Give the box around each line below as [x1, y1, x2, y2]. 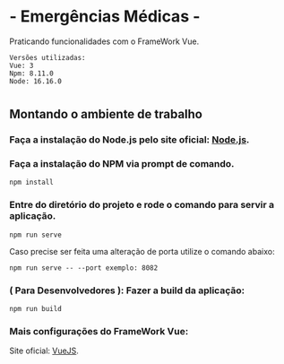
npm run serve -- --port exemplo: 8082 [9, 263, 159, 273]
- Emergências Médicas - [9, 6, 201, 27]
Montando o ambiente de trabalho [9, 107, 203, 122]
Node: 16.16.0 [9, 76, 63, 86]
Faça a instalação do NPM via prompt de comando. [9, 157, 235, 169]
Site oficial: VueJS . [9, 345, 79, 356]
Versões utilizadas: [9, 53, 87, 62]
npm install [9, 178, 54, 187]
